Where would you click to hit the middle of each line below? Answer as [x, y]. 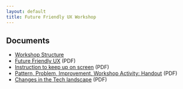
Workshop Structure [39, 55]
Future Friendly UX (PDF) [45, 61]
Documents [28, 41]
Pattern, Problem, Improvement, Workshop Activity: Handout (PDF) [96, 73]
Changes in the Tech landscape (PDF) [61, 80]
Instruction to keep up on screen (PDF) [62, 67]
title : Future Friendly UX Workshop [51, 17]
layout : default [26, 11]
